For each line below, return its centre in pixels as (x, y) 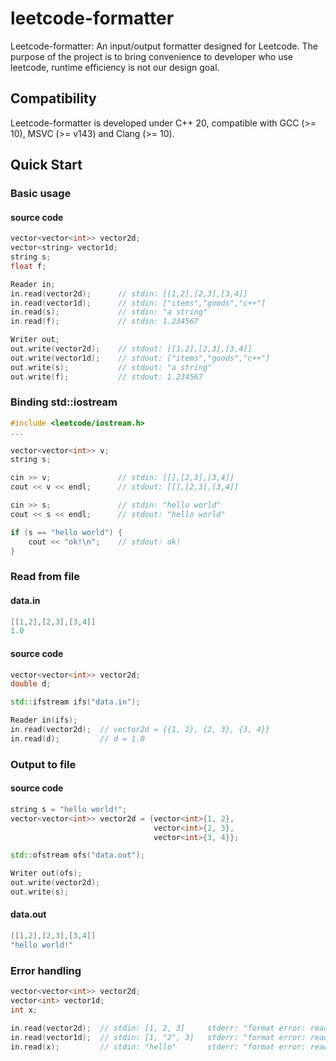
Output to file (43, 764)
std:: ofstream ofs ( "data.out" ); (77, 855)
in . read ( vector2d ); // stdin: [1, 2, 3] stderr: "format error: (158, 1028)
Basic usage (41, 194)
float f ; (28, 266)
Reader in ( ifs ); (44, 720)
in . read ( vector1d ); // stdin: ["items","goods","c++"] (138, 303)
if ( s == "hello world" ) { (66, 532)
